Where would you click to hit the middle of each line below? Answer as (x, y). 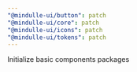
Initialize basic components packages (68, 59)
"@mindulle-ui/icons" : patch (55, 30)
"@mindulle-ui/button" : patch (57, 15)
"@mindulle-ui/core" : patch (54, 23)
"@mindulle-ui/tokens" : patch (57, 37)
